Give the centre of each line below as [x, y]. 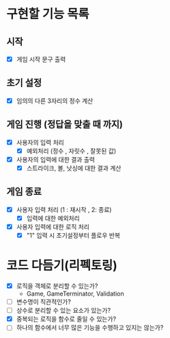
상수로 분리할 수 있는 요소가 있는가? [63, 311]
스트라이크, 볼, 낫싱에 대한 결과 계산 [74, 168]
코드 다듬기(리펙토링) [62, 266]
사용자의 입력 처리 [40, 142]
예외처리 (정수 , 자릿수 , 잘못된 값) [71, 151]
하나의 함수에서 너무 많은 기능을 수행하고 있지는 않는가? [90, 328]
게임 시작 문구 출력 [41, 59]
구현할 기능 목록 [48, 14]
